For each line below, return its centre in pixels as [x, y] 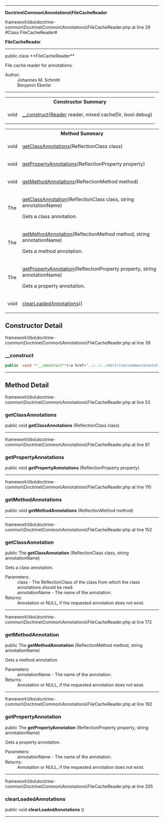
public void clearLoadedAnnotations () [45, 809]
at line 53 [141, 402]
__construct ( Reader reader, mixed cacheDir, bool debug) [87, 114]
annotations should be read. [45, 587]
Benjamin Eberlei [34, 85]
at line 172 [142, 622]
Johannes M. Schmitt [39, 80]
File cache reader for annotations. [39, 65]
